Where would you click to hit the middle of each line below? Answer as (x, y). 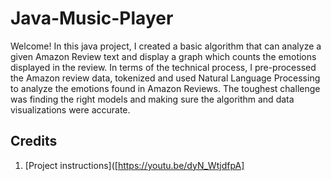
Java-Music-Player (92, 18)
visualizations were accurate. (70, 109)
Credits (34, 141)
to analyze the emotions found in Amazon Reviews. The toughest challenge (165, 88)
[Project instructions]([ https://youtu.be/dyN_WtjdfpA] (134, 165)
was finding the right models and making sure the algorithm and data (152, 99)
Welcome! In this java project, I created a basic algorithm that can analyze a (166, 46)
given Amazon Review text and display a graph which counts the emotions (163, 56)
